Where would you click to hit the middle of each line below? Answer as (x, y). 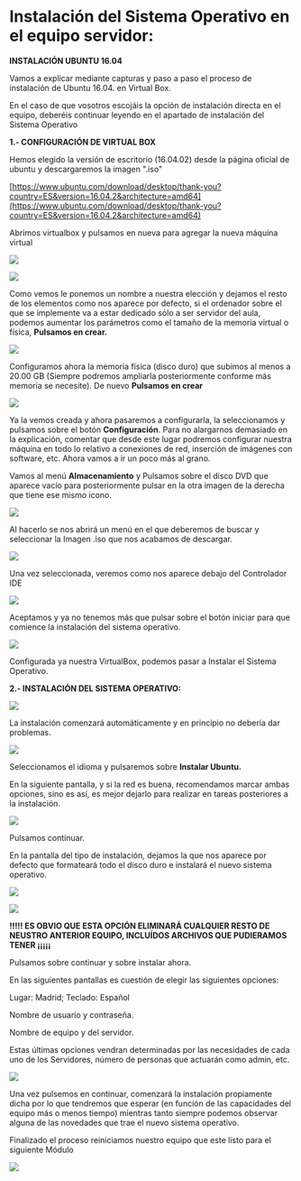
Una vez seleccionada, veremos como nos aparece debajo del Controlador (148, 573)
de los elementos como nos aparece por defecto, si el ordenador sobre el (146, 303)
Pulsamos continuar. (47, 837)
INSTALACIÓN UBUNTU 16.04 (66, 60)
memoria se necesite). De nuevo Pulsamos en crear (106, 385)
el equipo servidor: (82, 36)
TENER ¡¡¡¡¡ (30, 945)
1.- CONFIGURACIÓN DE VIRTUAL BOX (82, 142)
